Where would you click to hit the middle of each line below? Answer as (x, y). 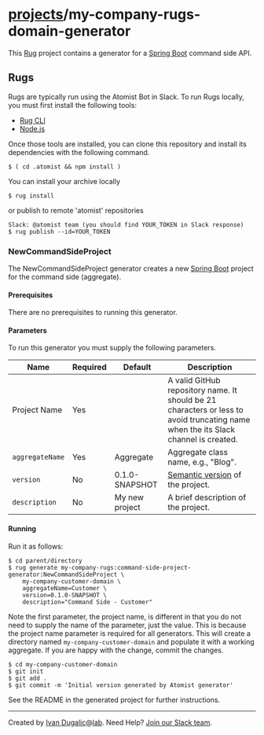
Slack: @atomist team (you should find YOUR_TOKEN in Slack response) (126, 225)
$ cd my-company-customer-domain (63, 664)
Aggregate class (198, 452)
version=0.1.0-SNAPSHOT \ (65, 595)
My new (129, 497)
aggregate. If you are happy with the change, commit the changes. (116, 650)
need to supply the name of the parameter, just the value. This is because (127, 625)
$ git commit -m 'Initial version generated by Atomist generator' (121, 685)
